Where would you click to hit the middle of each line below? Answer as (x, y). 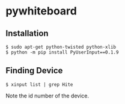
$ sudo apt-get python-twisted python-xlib (61, 47)
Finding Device (34, 71)
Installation (27, 33)
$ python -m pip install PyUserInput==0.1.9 (62, 52)
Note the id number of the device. (47, 96)
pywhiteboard (41, 11)
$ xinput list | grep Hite (39, 84)
